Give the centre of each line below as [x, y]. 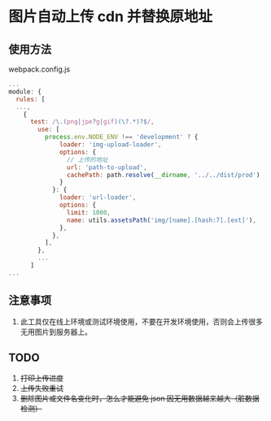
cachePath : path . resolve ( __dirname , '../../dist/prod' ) [163, 175]
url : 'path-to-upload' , [107, 167]
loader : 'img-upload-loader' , [111, 145]
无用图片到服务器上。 [56, 332]
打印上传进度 [42, 378]
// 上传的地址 [87, 159]
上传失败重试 [42, 388]
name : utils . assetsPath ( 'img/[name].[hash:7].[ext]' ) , [161, 220]
